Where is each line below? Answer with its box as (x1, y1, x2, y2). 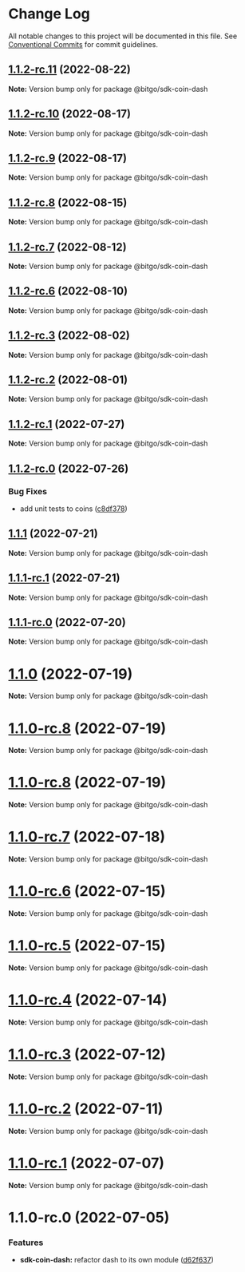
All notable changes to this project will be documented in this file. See (8, 31, 238, 41)
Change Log (8, 5, 90, 23)
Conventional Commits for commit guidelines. (8, 39, 158, 49)
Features (8, 1237, 44, 1248)
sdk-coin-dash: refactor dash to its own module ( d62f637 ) (19, 1255, 214, 1265)
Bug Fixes (8, 485, 48, 497)
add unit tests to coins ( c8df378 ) (19, 504, 128, 513)
